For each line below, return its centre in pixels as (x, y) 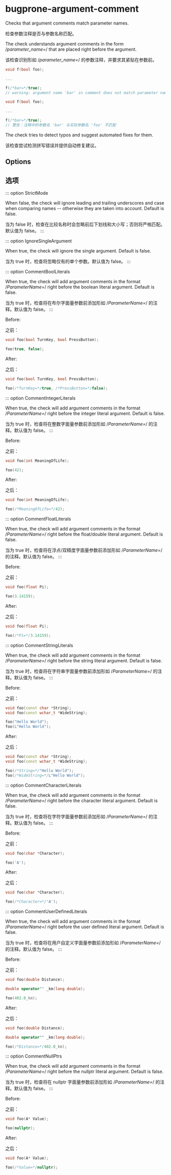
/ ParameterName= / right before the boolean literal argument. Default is (80, 287)
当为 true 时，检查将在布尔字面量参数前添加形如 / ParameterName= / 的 (79, 303)
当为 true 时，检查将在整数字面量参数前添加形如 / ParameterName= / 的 (79, 424)
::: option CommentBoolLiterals (38, 272)
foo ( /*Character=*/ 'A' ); (32, 902)
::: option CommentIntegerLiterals (40, 398)
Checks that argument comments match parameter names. (67, 23)
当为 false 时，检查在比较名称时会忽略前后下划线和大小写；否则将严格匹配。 (85, 224)
